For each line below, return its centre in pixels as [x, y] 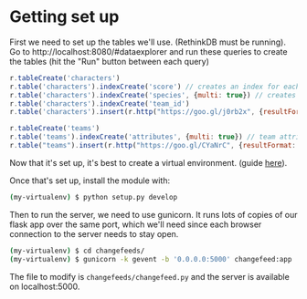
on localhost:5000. [45, 286]
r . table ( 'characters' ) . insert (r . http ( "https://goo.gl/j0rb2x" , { [136, 112]
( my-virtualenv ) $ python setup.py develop [94, 197]
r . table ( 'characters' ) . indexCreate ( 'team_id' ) [100, 103]
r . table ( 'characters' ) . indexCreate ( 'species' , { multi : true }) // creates [153, 95]
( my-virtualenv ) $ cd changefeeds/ [77, 251]
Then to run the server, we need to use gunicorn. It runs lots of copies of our [153, 214]
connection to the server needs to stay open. [94, 233]
